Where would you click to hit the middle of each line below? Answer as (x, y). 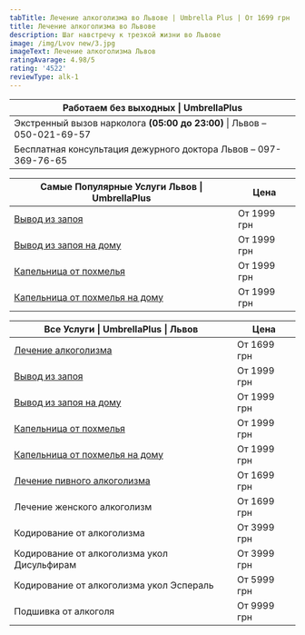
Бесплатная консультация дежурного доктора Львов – (135, 149)
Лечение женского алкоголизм (83, 507)
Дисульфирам (45, 564)
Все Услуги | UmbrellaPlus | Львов (121, 329)
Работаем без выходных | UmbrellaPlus (152, 107)
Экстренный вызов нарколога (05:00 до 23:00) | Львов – (140, 123)
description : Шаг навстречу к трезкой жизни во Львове (115, 35)
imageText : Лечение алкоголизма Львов (83, 52)
